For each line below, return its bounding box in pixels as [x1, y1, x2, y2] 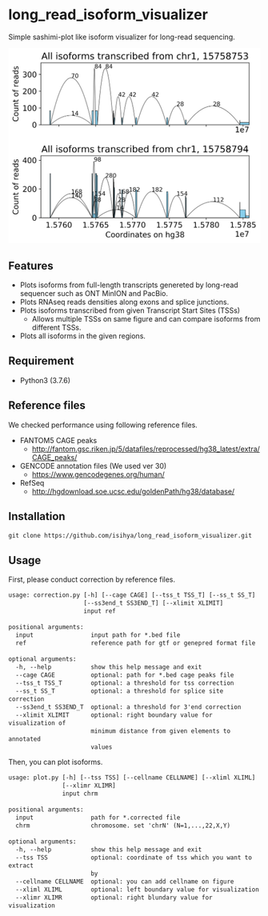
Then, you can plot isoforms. [8, 758, 103, 767]
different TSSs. [31, 322, 82, 333]
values [90, 743, 113, 751]
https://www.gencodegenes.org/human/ [31, 470, 166, 479]
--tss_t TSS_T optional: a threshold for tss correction [15, 679, 234, 687]
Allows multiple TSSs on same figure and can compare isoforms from [31, 314, 261, 324]
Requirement [8, 354, 74, 368]
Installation [8, 510, 66, 523]
